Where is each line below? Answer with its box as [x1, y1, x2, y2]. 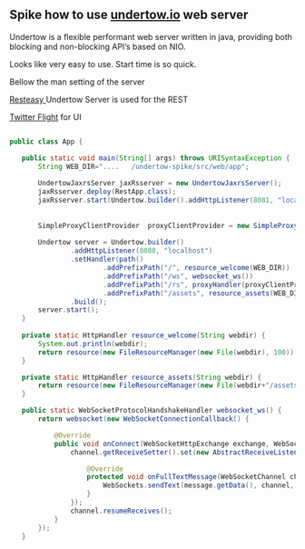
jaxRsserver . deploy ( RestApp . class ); [37, 187, 177, 196]
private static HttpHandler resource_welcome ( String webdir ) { [21, 331, 266, 340]
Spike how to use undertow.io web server [9, 7, 249, 23]
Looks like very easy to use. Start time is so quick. [9, 58, 197, 69]
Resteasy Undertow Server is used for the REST [9, 94, 189, 105]
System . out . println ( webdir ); [37, 339, 148, 348]
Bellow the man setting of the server [9, 76, 145, 87]
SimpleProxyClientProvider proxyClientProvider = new [37, 221, 250, 230]
